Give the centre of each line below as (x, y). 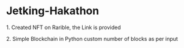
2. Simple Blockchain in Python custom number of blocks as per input (92, 39)
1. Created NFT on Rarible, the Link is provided (64, 27)
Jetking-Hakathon (53, 11)
